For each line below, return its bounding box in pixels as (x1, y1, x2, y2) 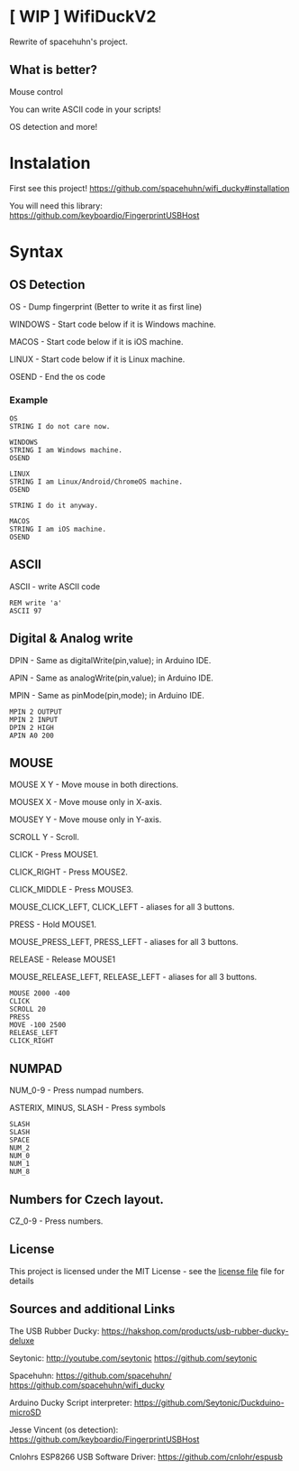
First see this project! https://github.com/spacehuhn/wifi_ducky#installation (9, 182, 290, 193)
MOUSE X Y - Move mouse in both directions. (9, 779, 178, 791)
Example (9, 393, 49, 406)
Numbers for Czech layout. (9, 1191, 165, 1207)
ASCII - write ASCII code (9, 580, 101, 592)
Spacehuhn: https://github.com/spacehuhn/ (9, 1370, 173, 1381)
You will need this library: (9, 200, 104, 211)
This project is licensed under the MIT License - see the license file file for (9, 1265, 285, 1276)
